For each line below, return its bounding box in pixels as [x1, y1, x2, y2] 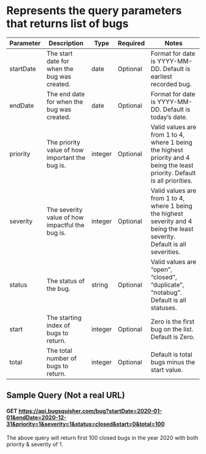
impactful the [46, 221, 85, 229]
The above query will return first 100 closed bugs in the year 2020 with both [6, 434, 199, 441]
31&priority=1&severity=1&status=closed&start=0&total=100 [6, 420, 165, 428]
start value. [150, 365, 183, 374]
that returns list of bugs [6, 17, 129, 31]
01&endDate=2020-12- [6, 414, 67, 421]
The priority [46, 138, 81, 146]
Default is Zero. [150, 332, 195, 341]
